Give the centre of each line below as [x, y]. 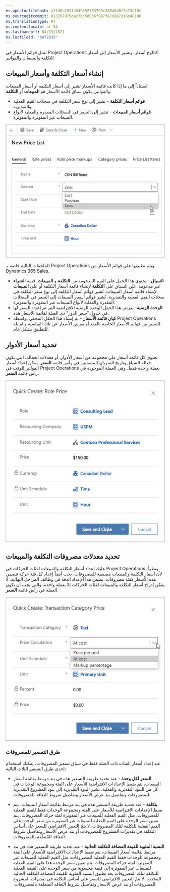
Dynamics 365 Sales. [28, 271]
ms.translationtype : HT [31, 21]
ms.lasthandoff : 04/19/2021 [35, 32]
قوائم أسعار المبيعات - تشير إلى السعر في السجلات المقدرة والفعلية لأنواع [82, 112]
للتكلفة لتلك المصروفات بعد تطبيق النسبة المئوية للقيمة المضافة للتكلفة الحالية [86, 873]
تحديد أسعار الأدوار [31, 345]
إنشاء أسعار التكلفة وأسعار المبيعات [55, 74]
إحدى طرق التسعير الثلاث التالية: [36, 769]
